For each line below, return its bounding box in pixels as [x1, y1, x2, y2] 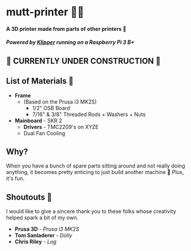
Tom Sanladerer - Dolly [14, 232, 73, 239]
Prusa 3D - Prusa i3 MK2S [14, 226, 80, 233]
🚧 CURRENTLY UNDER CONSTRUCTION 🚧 [6, 56, 161, 66]
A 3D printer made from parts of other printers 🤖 [6, 25, 127, 32]
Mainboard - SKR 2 [14, 117, 62, 124]
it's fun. [6, 175, 25, 182]
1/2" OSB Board [32, 104, 71, 111]
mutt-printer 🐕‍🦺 [6, 5, 84, 19]
